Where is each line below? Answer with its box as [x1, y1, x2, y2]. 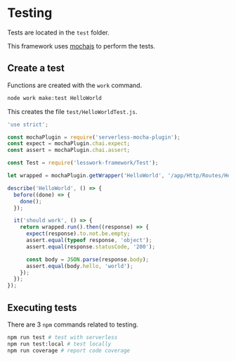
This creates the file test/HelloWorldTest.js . [7, 107, 138, 115]
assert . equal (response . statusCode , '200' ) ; [25, 243, 156, 251]
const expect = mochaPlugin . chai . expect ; [7, 140, 131, 147]
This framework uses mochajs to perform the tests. [7, 42, 156, 50]
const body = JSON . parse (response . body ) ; [25, 255, 150, 263]
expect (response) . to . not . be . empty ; [25, 230, 131, 237]
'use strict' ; [7, 121, 49, 128]
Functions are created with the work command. [7, 81, 143, 89]
